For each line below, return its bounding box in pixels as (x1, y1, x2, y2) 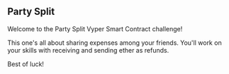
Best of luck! (7, 60, 45, 68)
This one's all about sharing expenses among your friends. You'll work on (7, 38, 222, 47)
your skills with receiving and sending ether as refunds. (7, 46, 169, 54)
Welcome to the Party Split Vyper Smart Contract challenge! (7, 24, 183, 33)
